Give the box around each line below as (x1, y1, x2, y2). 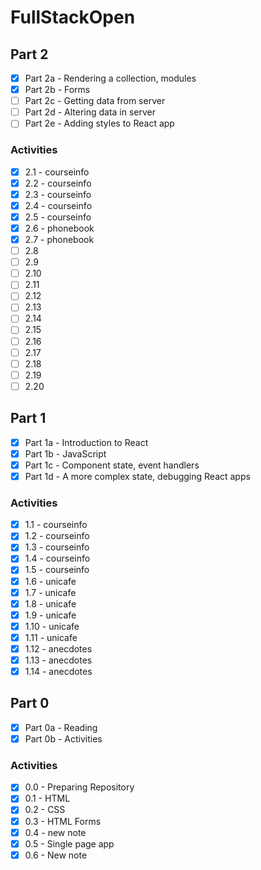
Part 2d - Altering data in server (24, 106, 157, 118)
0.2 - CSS (24, 804, 66, 816)
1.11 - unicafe (24, 631, 78, 643)
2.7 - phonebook (24, 233, 95, 245)
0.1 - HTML (24, 792, 71, 805)
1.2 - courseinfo (24, 530, 90, 542)
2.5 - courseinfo (24, 211, 92, 223)
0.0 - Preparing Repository (24, 781, 135, 793)
